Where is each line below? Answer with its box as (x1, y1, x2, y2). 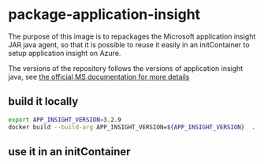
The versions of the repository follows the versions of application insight (8, 63, 244, 73)
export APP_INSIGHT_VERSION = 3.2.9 (8, 116, 122, 124)
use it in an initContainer (8, 144, 132, 158)
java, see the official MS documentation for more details (8, 72, 190, 81)
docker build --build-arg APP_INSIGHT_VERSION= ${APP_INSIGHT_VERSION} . (8, 123, 256, 131)
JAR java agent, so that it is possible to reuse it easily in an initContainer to (8, 39, 250, 49)
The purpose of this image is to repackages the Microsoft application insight (8, 32, 256, 41)
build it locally (8, 95, 79, 108)
